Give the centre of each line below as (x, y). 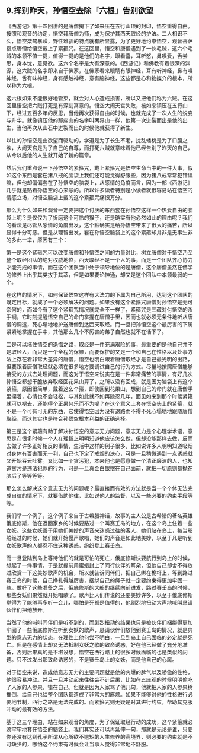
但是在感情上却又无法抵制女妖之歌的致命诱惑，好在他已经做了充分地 (99, 644)
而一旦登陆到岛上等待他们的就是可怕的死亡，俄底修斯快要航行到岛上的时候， (99, 558)
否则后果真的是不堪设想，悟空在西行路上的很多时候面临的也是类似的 (99, 652)
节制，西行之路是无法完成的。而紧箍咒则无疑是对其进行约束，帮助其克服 (105, 701)
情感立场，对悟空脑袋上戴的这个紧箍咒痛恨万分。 (66, 197)
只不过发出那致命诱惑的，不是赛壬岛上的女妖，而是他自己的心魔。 (97, 659)
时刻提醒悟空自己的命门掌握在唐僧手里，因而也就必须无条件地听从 (107, 317)
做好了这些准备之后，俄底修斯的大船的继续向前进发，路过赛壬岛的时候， (105, 587)
